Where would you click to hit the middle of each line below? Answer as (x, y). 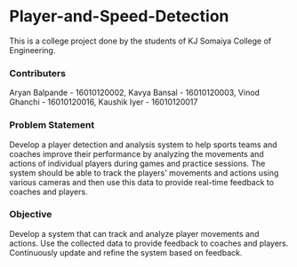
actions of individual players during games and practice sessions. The (137, 163)
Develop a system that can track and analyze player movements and (134, 233)
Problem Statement (52, 125)
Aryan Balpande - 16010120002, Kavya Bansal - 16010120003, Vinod (135, 93)
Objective (31, 215)
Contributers (38, 73)
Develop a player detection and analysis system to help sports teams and (143, 145)
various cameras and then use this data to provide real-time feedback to (141, 182)
